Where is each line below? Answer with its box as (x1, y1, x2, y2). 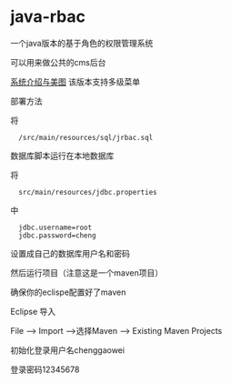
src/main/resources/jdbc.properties (18, 187, 157, 197)
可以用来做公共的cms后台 (10, 56, 106, 67)
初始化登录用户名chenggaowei (10, 344, 126, 356)
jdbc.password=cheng (18, 230, 96, 240)
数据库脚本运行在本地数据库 (10, 150, 115, 161)
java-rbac (10, 6, 85, 27)
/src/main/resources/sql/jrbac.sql (18, 133, 154, 142)
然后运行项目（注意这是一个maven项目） (10, 267, 163, 278)
